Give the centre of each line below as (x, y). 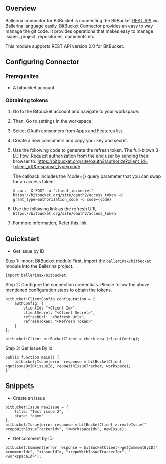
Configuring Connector (42, 62)
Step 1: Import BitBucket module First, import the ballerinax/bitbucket (78, 261)
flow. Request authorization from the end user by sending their (84, 156)
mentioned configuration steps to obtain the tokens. (59, 290)
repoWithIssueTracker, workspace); (94, 366)
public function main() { (32, 357)
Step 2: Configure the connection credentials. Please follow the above (77, 284)
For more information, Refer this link (49, 223)
